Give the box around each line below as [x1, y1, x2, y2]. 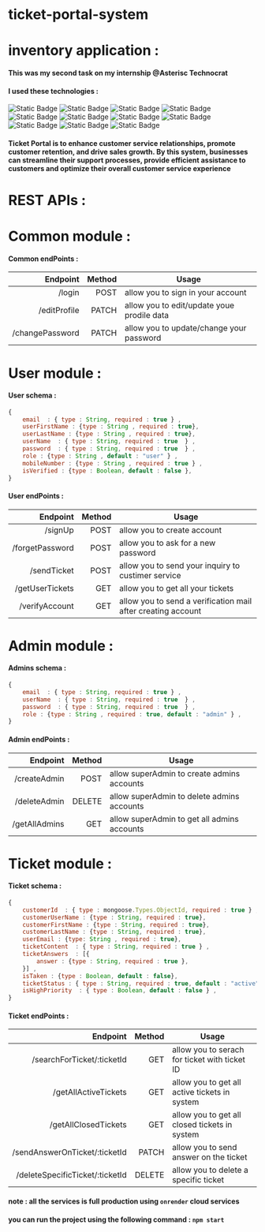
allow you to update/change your [125, 323, 247, 334]
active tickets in [172, 1087, 230, 1098]
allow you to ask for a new [119, 537, 216, 548]
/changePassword [12, 327, 80, 338]
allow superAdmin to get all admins [109, 813, 239, 824]
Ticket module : [8, 854, 112, 872]
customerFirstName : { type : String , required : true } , [22, 920, 211, 928]
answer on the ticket [172, 1152, 248, 1163]
